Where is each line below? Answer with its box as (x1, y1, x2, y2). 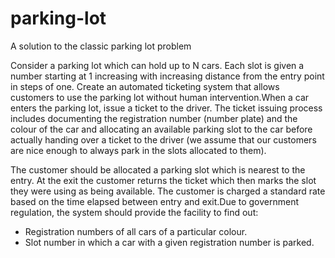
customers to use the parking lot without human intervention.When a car (10, 91, 310, 103)
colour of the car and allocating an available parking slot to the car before (10, 123, 313, 135)
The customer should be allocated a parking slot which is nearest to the (10, 163, 306, 176)
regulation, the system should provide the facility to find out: (10, 206, 259, 218)
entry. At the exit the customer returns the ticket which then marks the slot (10, 174, 317, 186)
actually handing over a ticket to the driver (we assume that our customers (10, 133, 317, 146)
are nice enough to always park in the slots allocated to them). (10, 144, 267, 156)
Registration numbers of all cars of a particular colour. (24, 225, 248, 237)
